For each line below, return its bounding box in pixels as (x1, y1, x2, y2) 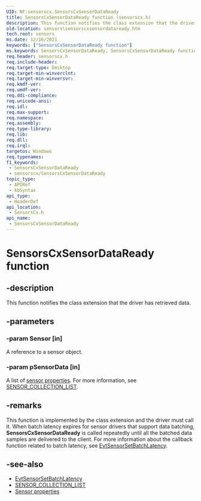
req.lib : (6, 131, 28, 138)
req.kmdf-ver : (6, 82, 42, 88)
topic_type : (6, 176, 36, 182)
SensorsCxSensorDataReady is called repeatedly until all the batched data (6, 429, 193, 436)
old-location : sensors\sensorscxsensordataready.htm (6, 25, 141, 32)
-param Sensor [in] (6, 334, 63, 343)
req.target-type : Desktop (6, 64, 71, 71)
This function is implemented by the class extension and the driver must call (6, 416, 194, 424)
